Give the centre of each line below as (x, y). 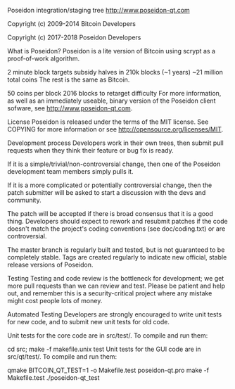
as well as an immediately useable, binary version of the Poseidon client (112, 101)
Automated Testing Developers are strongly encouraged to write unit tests (115, 314)
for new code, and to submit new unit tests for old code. (89, 322)
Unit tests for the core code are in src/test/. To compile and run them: (108, 336)
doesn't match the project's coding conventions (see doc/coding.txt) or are (116, 229)
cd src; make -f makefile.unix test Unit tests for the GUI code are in (104, 349)
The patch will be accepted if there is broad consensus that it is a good (110, 213)
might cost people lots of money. (55, 301)
